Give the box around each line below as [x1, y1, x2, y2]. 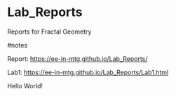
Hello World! [7, 81, 43, 90]
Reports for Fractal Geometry [7, 27, 92, 36]
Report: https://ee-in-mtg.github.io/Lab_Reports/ [7, 54, 148, 63]
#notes [7, 41, 28, 49]
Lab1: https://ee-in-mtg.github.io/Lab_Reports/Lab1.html [7, 68, 169, 76]
